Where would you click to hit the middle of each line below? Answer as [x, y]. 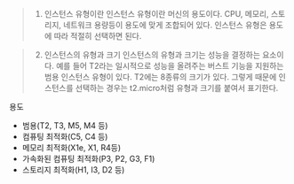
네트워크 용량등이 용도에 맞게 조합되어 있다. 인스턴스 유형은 [165, 25]
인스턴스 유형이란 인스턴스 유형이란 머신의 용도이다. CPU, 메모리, [156, 14]
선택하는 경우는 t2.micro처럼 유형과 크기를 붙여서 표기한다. [177, 88]
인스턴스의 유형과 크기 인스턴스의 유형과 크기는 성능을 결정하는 [152, 55]
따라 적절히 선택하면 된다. [98, 36]
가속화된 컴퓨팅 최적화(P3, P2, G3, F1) [88, 159]
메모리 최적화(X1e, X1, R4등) [72, 148]
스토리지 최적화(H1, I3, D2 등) [73, 170]
